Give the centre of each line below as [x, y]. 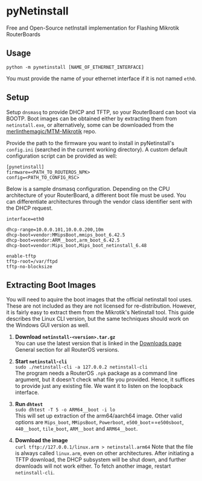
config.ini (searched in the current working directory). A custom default [97, 149]
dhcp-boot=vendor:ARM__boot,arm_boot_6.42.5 [63, 240]
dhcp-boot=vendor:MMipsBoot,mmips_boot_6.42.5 [66, 235]
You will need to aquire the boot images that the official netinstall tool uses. [99, 300]
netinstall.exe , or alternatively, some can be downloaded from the [90, 124]
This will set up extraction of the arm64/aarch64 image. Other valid [99, 416]
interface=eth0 [25, 219]
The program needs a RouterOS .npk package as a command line [96, 373]
